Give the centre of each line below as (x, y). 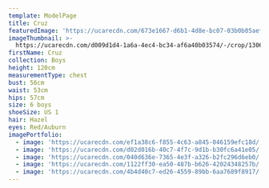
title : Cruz (28, 23)
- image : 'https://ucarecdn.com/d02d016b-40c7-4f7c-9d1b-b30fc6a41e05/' (139, 150)
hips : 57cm (26, 98)
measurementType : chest (48, 75)
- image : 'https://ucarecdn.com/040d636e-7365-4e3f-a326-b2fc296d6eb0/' (139, 157)
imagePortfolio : (35, 134)
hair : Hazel (28, 120)
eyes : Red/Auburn (37, 127)
